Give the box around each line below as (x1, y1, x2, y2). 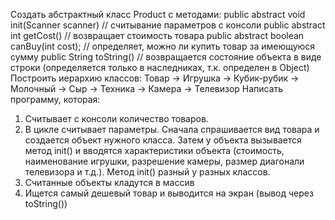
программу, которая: (10, 94, 101, 105)
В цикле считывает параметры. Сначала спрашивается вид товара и (24, 124, 320, 135)
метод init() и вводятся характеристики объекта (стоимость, (24, 145, 285, 156)
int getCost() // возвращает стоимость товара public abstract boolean (10, 30, 305, 41)
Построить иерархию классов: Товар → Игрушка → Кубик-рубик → (10, 72, 300, 84)
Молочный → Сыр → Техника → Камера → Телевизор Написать (10, 83, 284, 94)
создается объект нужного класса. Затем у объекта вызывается (24, 134, 302, 146)
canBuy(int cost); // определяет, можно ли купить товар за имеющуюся (10, 40, 316, 52)
